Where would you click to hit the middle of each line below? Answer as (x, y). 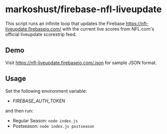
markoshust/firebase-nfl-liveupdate (83, 9)
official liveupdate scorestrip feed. (41, 34)
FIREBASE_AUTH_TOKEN (39, 101)
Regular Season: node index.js (45, 120)
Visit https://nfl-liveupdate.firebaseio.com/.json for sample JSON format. (81, 63)
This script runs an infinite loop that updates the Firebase (65, 23)
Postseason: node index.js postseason (54, 126)
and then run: (19, 111)
